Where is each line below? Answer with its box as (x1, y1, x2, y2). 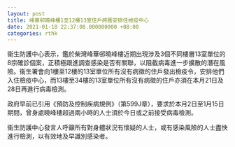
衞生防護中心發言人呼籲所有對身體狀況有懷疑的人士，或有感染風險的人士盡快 (7, 123, 228, 132)
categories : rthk (7, 29, 58, 37)
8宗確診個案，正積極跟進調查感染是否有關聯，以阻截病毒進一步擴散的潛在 (7, 59, 220, 67)
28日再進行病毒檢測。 (7, 85, 71, 93)
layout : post (7, 10, 45, 17)
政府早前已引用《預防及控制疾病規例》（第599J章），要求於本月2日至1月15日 (7, 99, 225, 108)
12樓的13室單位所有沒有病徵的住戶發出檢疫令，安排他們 (64, 67, 225, 76)
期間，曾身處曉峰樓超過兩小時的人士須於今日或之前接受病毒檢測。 (7, 108, 197, 117)
